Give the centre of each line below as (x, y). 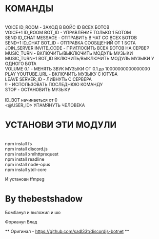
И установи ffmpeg (25, 179)
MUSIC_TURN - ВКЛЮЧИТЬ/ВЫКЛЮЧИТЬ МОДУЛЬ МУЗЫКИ (69, 53)
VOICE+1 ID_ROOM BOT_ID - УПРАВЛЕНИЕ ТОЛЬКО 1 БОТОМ (68, 32)
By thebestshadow (44, 199)
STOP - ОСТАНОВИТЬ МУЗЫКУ (38, 89)
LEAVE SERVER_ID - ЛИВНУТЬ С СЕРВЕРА (48, 79)
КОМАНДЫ (29, 9)
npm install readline (25, 159)
